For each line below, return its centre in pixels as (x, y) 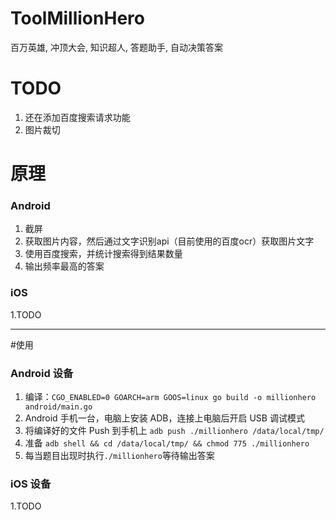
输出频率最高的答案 (64, 266)
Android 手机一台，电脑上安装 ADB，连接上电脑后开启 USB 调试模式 (164, 418)
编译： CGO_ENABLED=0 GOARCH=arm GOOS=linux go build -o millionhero (170, 396)
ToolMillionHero (77, 18)
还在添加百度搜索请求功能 (77, 117)
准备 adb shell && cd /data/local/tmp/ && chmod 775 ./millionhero (167, 443)
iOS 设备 (31, 484)
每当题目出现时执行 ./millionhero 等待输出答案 (119, 455)
